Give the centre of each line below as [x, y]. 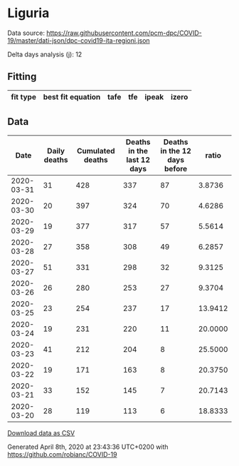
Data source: [26, 33]
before [176, 168]
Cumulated [96, 151]
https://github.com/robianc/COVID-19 [62, 454]
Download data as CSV [41, 432]
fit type [24, 96]
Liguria [28, 13]
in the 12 [176, 151]
